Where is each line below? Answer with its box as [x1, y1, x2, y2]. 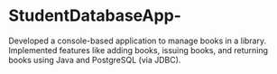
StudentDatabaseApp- [8, 5, 182, 26]
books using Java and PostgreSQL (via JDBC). [8, 54, 181, 65]
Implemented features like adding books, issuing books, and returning [8, 44, 268, 55]
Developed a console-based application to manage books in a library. [8, 35, 267, 46]
